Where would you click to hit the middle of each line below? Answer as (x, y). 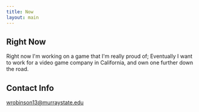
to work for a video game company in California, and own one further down (100, 63)
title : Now (20, 12)
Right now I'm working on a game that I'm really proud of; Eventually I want (99, 56)
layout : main (23, 17)
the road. (17, 69)
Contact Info (30, 88)
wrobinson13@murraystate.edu (45, 102)
